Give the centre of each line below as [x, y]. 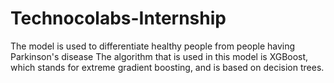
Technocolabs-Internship [118, 18]
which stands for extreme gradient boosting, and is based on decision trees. [167, 67]
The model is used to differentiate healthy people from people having [153, 46]
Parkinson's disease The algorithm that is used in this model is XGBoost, [159, 56]
